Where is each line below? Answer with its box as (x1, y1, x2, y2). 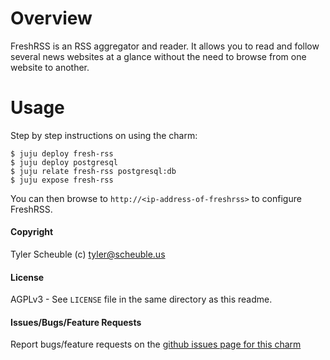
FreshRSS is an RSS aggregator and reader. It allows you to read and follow (10, 40, 320, 52)
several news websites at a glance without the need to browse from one (10, 50, 307, 62)
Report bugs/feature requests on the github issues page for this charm (10, 338, 302, 351)
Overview (10, 7, 93, 30)
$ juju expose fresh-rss (10, 175, 114, 185)
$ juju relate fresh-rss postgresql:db (10, 166, 177, 176)
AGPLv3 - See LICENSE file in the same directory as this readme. (10, 293, 273, 306)
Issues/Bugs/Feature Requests (10, 316, 142, 328)
